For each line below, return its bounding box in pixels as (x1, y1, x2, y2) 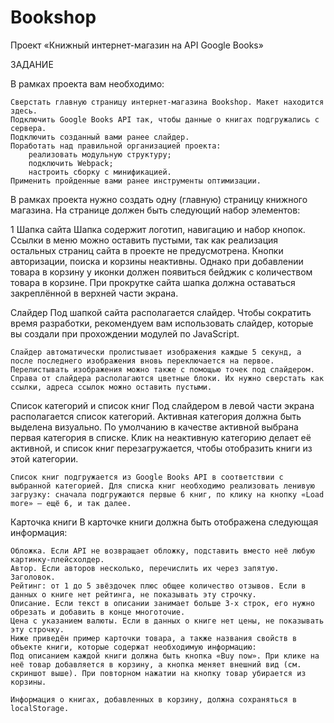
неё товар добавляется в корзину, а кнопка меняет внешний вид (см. (10, 659, 302, 670)
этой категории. (10, 452, 79, 465)
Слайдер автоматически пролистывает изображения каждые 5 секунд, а (10, 347, 302, 357)
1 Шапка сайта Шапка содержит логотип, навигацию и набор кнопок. (10, 223, 306, 235)
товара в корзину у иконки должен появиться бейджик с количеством (10, 266, 313, 278)
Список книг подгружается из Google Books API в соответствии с (10, 472, 284, 482)
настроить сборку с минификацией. (28, 167, 172, 177)
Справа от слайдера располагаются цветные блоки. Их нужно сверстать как (10, 373, 325, 383)
